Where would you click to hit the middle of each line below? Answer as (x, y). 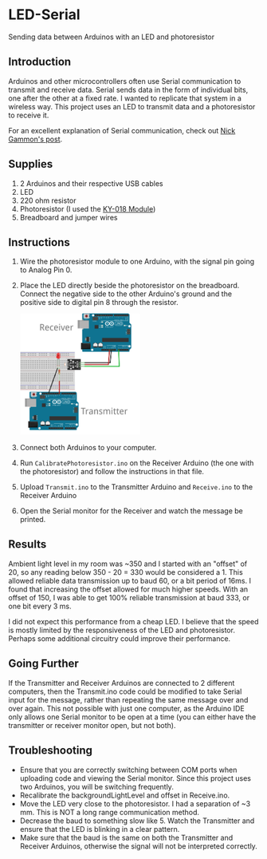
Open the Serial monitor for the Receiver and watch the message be (131, 511)
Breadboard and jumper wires (69, 217)
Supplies (31, 164)
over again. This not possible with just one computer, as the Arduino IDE (126, 708)
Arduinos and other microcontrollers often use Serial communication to (125, 81)
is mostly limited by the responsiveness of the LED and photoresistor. (122, 630)
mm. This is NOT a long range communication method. (110, 812)
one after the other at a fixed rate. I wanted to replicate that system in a (125, 98)
